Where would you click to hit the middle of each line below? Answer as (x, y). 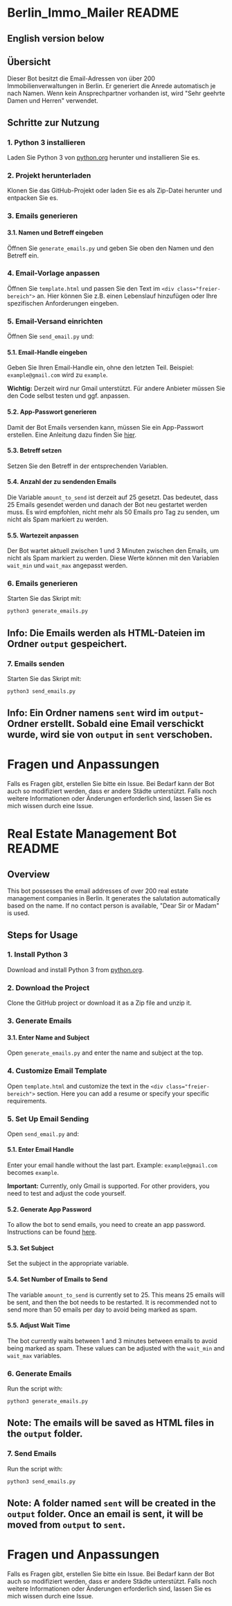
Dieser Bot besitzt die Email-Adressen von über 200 (81, 78)
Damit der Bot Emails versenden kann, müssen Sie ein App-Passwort (106, 427)
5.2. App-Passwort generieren (52, 412)
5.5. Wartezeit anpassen (43, 535)
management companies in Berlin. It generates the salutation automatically (114, 898)
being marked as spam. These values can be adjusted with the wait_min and (116, 1348)
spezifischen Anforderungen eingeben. (63, 303)
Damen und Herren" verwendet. (53, 101)
